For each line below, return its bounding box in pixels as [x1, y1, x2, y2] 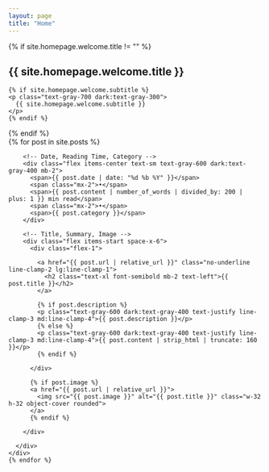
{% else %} [37, 322, 74, 331]
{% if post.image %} [29, 378, 99, 387]
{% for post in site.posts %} [8, 137, 101, 147]
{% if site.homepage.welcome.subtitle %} [8, 86, 150, 94]
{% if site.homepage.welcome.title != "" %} [8, 41, 151, 51]
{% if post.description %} [37, 301, 128, 309]
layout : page [8, 11, 52, 20]
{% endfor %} [8, 457, 52, 465]
